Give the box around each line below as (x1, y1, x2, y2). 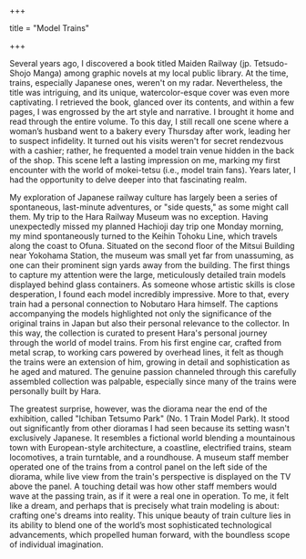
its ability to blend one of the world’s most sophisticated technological (9, 520, 272, 530)
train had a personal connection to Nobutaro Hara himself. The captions (9, 298, 279, 309)
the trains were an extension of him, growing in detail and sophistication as (9, 357, 291, 367)
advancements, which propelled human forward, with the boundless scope (9, 530, 291, 540)
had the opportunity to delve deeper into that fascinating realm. (9, 174, 248, 185)
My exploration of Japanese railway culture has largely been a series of (9, 192, 278, 202)
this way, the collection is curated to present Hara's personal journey (9, 327, 268, 338)
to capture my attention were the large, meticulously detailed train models (9, 270, 287, 280)
